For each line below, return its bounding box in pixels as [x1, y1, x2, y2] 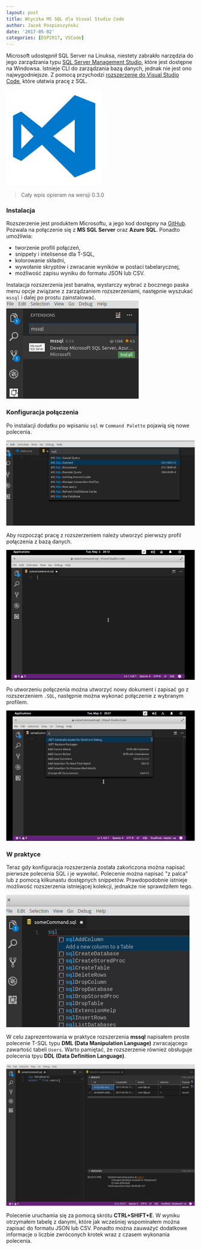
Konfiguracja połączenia [6, 408, 79, 416]
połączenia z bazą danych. [6, 538, 72, 545]
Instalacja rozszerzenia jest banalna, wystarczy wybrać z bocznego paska [6, 282, 190, 289]
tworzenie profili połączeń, [14, 244, 81, 252]
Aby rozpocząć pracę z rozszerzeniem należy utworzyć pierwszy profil [6, 532, 181, 539]
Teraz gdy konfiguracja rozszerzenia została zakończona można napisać [6, 864, 185, 871]
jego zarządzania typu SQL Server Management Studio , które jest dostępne [6, 59, 193, 66]
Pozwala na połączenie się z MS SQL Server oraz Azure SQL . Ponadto [6, 226, 181, 234]
